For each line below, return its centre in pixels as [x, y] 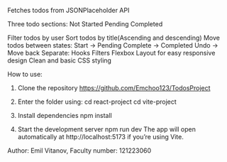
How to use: [25, 74]
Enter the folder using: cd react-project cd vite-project [97, 102]
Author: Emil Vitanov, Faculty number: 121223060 [79, 151]
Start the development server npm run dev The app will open [107, 129]
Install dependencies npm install [65, 115]
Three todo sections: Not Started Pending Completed [85, 24]
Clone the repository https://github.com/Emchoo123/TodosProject [114, 88]
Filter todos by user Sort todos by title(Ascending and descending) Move [113, 38]
